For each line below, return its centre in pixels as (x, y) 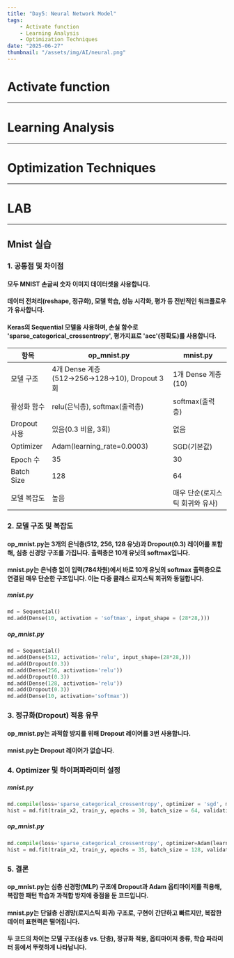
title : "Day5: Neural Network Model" (62, 14)
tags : (15, 20)
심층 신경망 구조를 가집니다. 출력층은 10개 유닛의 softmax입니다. (103, 553)
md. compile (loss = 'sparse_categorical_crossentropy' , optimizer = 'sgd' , (115, 804)
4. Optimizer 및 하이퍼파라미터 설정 (64, 771)
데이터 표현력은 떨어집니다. (44, 921)
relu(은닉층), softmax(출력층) (98, 407)
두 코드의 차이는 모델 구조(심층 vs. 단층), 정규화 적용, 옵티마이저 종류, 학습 (106, 938)
